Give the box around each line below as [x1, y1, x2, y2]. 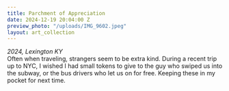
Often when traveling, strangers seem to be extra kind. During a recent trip [7, 55, 217, 63]
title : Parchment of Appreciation [7, 10, 106, 17]
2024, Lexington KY [7, 48, 63, 56]
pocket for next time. [7, 76, 66, 85]
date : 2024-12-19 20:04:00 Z [7, 16, 90, 23]
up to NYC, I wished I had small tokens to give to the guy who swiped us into [7, 62, 223, 70]
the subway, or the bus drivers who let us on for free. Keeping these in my [7, 69, 215, 77]
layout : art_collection [7, 29, 75, 36]
